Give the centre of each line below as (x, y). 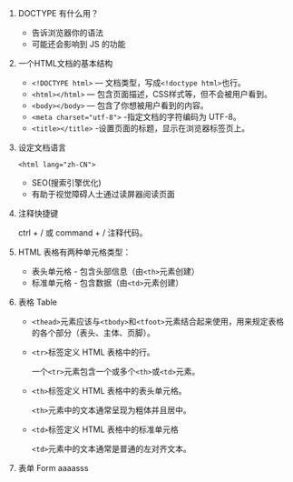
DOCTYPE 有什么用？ (58, 13)
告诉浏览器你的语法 (68, 33)
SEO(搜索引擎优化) (66, 183)
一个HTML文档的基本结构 (65, 63)
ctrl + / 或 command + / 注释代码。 (83, 233)
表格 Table (37, 302)
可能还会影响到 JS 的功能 (78, 44)
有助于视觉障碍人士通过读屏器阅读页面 (103, 194)
